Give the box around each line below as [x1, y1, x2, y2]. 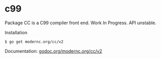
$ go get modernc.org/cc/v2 [5, 39, 64, 44]
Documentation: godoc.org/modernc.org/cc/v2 [5, 48, 103, 54]
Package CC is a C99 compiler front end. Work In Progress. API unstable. [5, 20, 156, 26]
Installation [5, 29, 28, 35]
